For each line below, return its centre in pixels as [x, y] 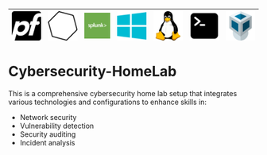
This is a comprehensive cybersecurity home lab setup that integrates [123, 93]
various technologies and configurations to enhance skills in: [108, 102]
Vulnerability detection [57, 126]
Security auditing [48, 134]
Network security [48, 117]
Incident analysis [47, 143]
